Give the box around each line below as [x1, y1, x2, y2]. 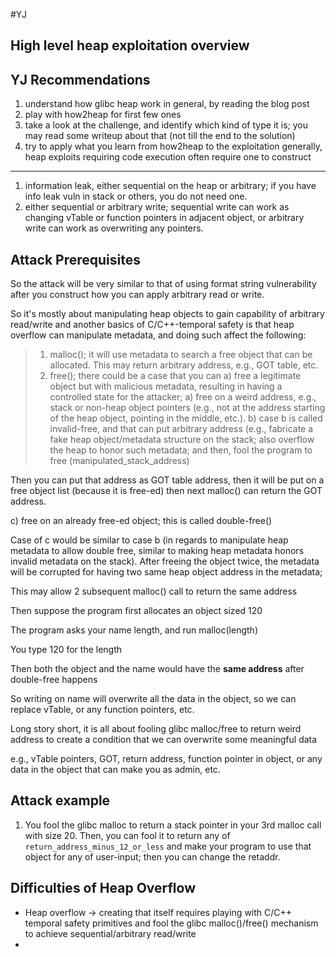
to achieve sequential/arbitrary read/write [24, 927, 197, 939]
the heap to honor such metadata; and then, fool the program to [49, 444, 313, 456]
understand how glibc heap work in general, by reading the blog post [24, 98, 310, 110]
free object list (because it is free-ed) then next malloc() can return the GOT [10, 485, 323, 497]
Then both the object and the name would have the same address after [10, 663, 305, 675]
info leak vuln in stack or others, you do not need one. [24, 190, 248, 203]
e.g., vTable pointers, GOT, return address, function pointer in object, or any [10, 753, 323, 765]
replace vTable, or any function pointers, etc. [10, 704, 195, 716]
